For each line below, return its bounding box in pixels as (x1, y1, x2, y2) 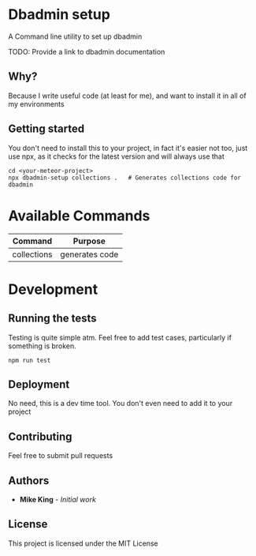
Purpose (72, 235, 106, 246)
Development (8, 280, 98, 298)
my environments (8, 99, 65, 108)
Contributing (8, 430, 72, 443)
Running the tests (8, 312, 97, 325)
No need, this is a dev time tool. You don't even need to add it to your (8, 399, 233, 408)
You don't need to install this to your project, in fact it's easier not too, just (8, 143, 248, 152)
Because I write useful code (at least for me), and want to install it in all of (8, 91, 247, 100)
